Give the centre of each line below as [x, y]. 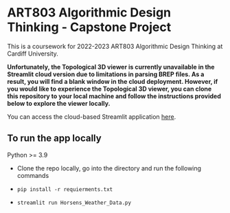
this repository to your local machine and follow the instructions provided [114, 96]
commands [33, 175]
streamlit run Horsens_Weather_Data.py [74, 203]
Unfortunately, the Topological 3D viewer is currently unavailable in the [111, 67]
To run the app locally [54, 138]
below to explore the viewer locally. [59, 103]
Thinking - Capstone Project [89, 27]
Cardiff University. [33, 54]
